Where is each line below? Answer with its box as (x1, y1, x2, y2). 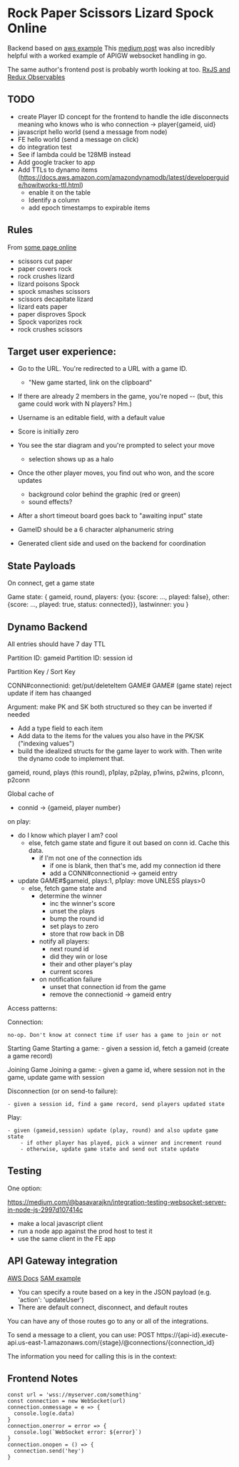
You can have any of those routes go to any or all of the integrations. (7, 1317, 209, 1325)
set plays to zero (49, 922, 98, 930)
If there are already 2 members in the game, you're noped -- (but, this (17, 392, 223, 401)
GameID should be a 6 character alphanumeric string (17, 526, 174, 534)
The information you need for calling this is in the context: (7, 1351, 177, 1360)
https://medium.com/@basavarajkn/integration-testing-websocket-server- (7, 1197, 227, 1206)
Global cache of (7, 789, 55, 798)
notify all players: (39, 937, 90, 946)
